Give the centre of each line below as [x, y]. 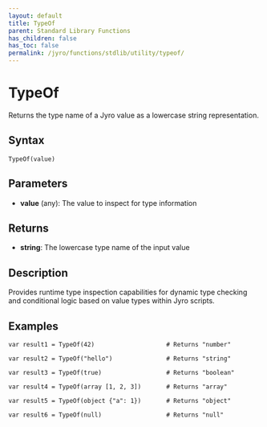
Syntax [26, 140]
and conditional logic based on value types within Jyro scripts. [111, 301]
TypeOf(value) [32, 159]
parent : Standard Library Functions [69, 31]
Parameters [38, 184]
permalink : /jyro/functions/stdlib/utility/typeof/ [96, 53]
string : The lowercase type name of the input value [105, 248]
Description [38, 273]
